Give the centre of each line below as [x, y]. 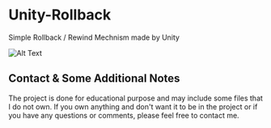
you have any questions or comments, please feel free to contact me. [124, 115]
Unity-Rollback [60, 15]
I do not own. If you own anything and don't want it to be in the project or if [133, 106]
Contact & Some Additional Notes [94, 79]
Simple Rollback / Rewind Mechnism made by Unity [94, 37]
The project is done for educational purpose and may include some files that [135, 98]
